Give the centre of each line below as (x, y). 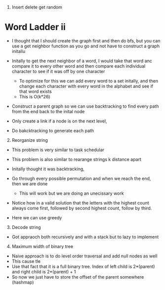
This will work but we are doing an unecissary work (71, 193)
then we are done (30, 184)
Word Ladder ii (35, 27)
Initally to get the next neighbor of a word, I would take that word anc (82, 61)
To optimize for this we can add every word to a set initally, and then (89, 81)
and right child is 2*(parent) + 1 (44, 272)
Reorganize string (30, 140)
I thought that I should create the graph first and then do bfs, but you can (86, 41)
